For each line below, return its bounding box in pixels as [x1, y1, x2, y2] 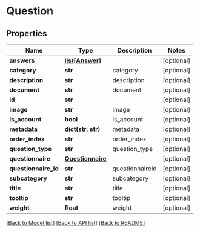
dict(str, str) [64, 125, 101, 134]
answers [9, 56, 35, 65]
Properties [6, 28, 47, 39]
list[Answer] [64, 56, 102, 65]
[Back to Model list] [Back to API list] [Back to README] [6, 219, 145, 226]
